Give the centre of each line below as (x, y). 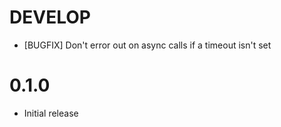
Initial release (51, 113)
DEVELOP (50, 17)
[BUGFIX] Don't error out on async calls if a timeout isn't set (147, 45)
